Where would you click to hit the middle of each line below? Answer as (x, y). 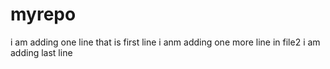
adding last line (41, 52)
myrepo (43, 14)
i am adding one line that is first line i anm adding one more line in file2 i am (165, 42)
